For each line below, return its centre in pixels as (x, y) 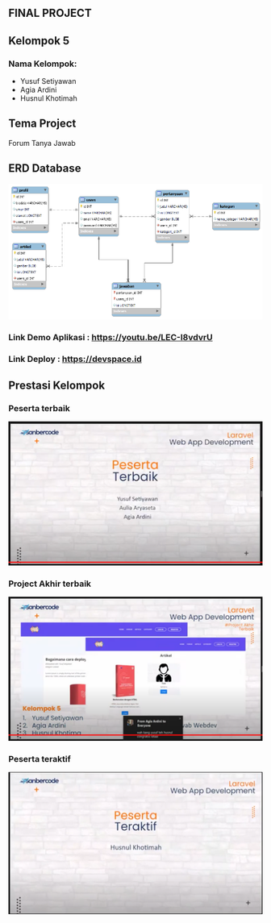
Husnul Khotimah (49, 98)
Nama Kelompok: (43, 64)
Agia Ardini (38, 90)
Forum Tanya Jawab (42, 143)
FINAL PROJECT (50, 13)
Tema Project (42, 124)
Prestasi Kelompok (57, 385)
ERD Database (45, 168)
